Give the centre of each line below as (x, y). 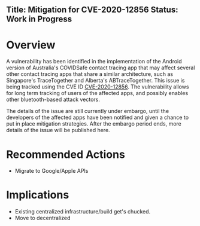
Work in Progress (39, 19)
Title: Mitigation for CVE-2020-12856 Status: (92, 10)
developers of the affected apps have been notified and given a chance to (98, 117)
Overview (31, 45)
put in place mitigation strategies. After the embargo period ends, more (94, 124)
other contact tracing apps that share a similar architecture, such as (90, 74)
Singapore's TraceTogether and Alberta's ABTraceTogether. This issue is (96, 81)
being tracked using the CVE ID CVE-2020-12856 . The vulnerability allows (98, 87)
